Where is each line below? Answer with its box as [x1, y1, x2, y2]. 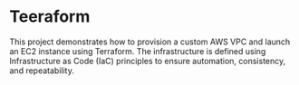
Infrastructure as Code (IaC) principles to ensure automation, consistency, [9, 55, 286, 66]
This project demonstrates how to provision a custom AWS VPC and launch [9, 36, 291, 47]
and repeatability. [9, 65, 74, 76]
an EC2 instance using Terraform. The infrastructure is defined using [9, 45, 266, 56]
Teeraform [9, 6, 91, 27]
